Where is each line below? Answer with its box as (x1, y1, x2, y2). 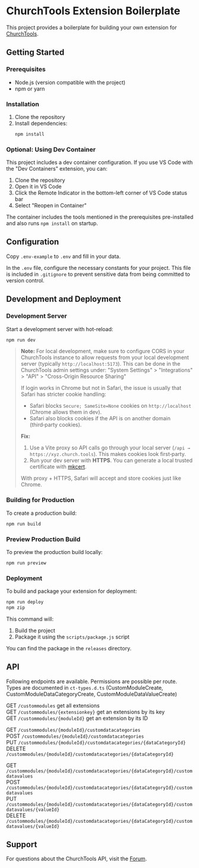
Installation (6, 100, 40, 108)
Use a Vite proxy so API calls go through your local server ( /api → (29, 444, 191, 451)
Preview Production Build (6, 535, 81, 543)
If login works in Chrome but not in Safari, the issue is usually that (20, 385, 182, 392)
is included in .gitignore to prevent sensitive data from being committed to (6, 271, 190, 278)
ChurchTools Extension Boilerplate (6, 4, 181, 18)
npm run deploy (6, 599, 44, 605)
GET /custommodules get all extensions (6, 702, 100, 709)
